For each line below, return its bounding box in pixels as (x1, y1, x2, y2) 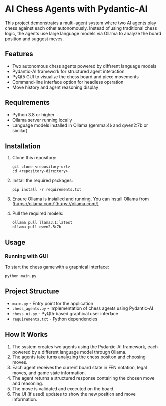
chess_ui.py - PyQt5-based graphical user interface (12, 310, 119, 316)
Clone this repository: (12, 155, 56, 161)
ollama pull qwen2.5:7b (12, 224, 62, 230)
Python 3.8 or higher (12, 111, 55, 117)
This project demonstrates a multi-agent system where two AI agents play (5, 20, 156, 26)
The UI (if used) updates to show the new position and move (12, 391, 136, 397)
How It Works (5, 330, 48, 339)
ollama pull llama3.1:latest (12, 220, 73, 225)
